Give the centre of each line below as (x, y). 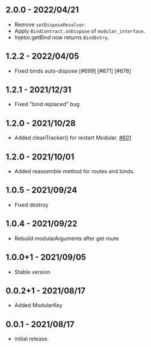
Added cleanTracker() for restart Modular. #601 (73, 138)
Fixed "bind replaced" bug (47, 104)
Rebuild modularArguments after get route (66, 238)
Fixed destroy (31, 205)
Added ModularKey (38, 305)
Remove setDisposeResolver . (50, 24)
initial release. (32, 339)
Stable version (32, 272)
